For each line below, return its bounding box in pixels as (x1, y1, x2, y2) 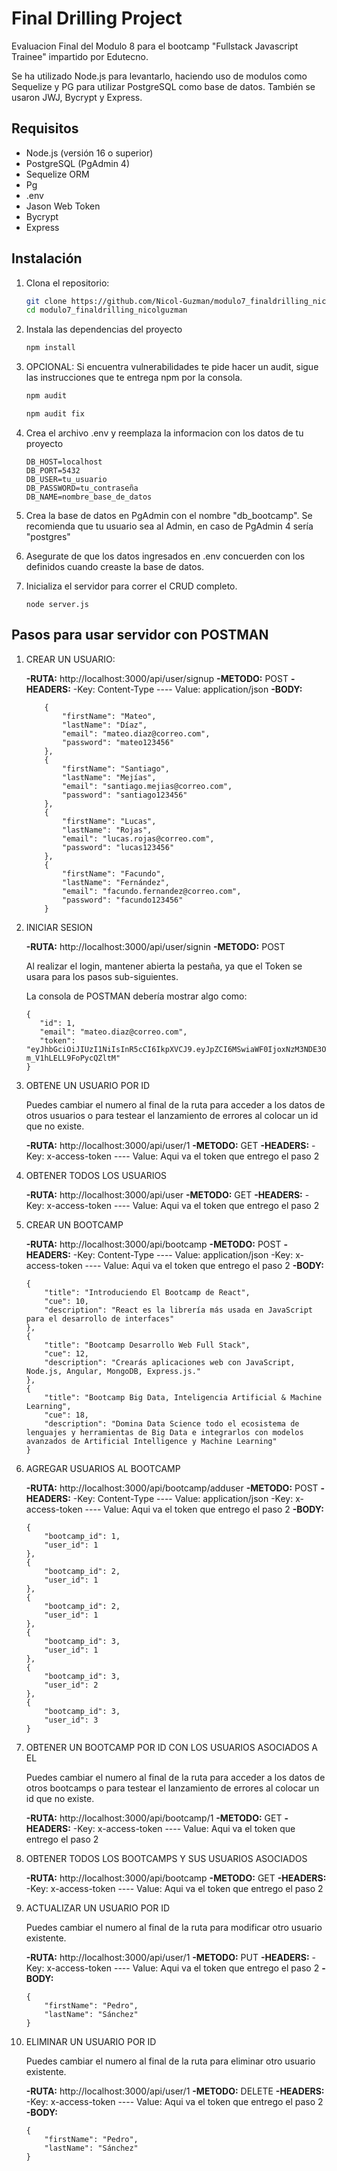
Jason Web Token (25, 200, 101, 212)
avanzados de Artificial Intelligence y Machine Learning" (25, 1436, 278, 1446)
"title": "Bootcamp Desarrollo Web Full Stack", (44, 1340, 251, 1350)
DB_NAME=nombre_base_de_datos (25, 492, 153, 502)
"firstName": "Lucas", (62, 816, 157, 826)
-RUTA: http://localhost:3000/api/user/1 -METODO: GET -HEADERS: (25, 1139, 310, 1151)
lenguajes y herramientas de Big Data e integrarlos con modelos (25, 1427, 304, 1437)
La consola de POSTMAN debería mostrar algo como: (25, 990, 248, 1002)
